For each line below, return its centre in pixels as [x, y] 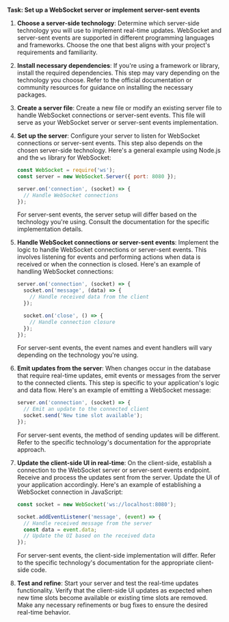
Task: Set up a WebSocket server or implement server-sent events [104, 10]
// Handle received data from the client [89, 297]
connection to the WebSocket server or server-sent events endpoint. [114, 470]
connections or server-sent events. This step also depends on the [110, 143]
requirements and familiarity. [57, 52]
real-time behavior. [43, 612]
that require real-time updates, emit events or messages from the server [119, 375]
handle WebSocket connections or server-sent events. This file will [111, 115]
